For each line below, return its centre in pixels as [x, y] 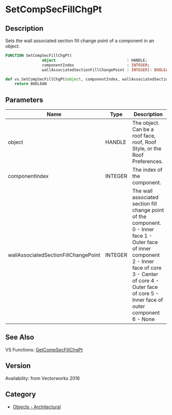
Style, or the [147, 149]
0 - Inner [143, 229]
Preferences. [148, 162]
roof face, [144, 136]
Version [18, 366]
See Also [20, 337]
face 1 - [142, 236]
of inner [142, 249]
